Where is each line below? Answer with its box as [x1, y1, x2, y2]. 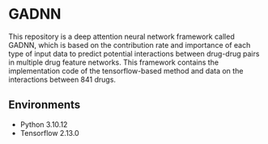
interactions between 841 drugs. [8, 74, 116, 84]
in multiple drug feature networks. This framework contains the [8, 57, 219, 67]
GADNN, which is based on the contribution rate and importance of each [8, 40, 251, 49]
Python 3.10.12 [19, 119, 68, 129]
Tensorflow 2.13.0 [19, 128, 79, 138]
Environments [8, 98, 81, 112]
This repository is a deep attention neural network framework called [8, 32, 235, 41]
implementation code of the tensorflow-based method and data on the [8, 66, 244, 75]
